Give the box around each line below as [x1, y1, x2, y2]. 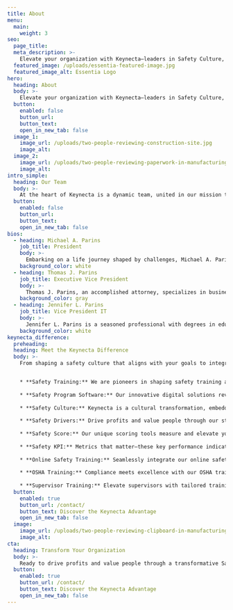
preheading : [13, 341, 49, 347]
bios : [7, 230, 23, 237]
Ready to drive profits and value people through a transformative [19, 560, 218, 567]
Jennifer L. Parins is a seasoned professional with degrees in [25, 321, 216, 328]
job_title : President [19, 243, 82, 251]
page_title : [13, 42, 49, 49]
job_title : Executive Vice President [19, 276, 129, 283]
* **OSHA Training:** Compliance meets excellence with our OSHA [19, 469, 213, 476]
